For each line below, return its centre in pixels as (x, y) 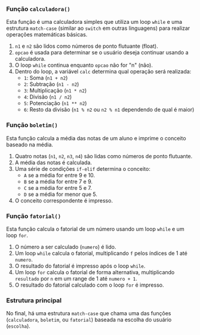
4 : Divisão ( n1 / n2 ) (48, 97)
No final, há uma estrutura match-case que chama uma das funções (89, 314)
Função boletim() (32, 125)
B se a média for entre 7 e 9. (58, 182)
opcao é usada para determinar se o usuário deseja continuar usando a (102, 53)
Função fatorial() (34, 216)
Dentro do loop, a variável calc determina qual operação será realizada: (103, 72)
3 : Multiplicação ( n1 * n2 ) (55, 91)
